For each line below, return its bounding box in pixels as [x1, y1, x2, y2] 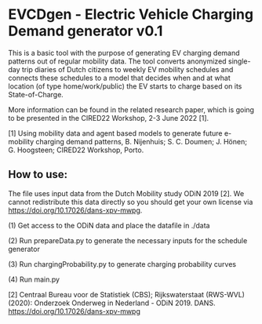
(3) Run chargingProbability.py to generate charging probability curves [8, 259, 237, 268]
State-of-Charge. [8, 89, 64, 99]
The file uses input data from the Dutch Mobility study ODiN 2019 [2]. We [8, 188, 245, 198]
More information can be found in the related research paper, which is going [8, 104, 255, 115]
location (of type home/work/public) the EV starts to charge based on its [8, 81, 242, 91]
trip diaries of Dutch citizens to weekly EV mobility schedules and [22, 64, 234, 74]
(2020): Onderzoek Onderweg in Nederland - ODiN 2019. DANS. [8, 298, 216, 308]
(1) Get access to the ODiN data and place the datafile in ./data [8, 220, 210, 230]
